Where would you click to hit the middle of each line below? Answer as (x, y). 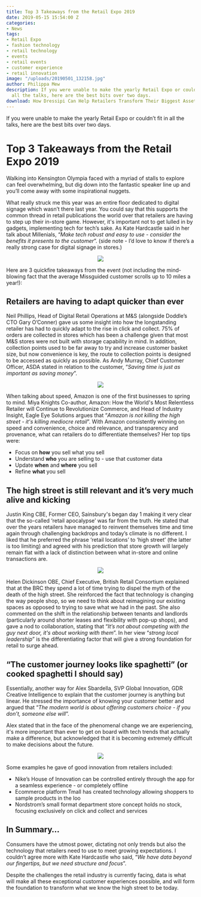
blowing (16, 276)
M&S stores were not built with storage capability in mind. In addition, (92, 341)
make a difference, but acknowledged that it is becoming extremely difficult (99, 738)
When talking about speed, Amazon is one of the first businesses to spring (98, 396)
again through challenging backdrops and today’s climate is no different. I (97, 533)
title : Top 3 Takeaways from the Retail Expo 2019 (71, 12)
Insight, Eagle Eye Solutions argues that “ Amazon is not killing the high (93, 415)
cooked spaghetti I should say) (65, 673)
